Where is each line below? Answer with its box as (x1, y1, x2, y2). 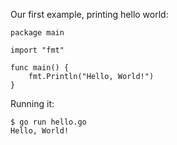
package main (10, 28, 65, 38)
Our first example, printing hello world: (10, 9, 169, 20)
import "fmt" (10, 45, 65, 55)
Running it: (10, 98, 55, 109)
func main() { (10, 63, 70, 73)
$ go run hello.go (10, 117, 87, 127)
